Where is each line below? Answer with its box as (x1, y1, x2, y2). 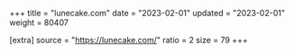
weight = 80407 (9, 17, 69, 28)
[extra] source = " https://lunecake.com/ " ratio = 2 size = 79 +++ (9, 35, 248, 45)
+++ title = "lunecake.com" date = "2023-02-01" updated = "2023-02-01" (9, 8, 286, 18)
